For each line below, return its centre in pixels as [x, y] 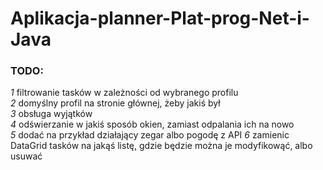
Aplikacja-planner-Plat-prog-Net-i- [160, 18]
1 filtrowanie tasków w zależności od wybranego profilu [124, 93]
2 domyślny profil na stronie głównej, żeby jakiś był [115, 103]
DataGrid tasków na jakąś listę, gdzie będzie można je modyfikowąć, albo [161, 146]
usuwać [26, 156]
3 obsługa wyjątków [51, 114]
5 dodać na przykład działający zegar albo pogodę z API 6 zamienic [150, 135]
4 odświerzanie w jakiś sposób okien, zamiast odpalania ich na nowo [152, 124]
